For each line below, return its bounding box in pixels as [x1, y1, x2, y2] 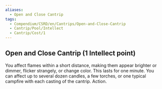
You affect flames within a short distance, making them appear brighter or [5, 62, 157, 68]
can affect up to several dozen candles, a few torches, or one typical [5, 73, 146, 79]
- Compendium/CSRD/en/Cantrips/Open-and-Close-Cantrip [9, 21, 126, 26]
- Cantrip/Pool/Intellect [9, 26, 64, 31]
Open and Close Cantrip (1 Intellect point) [5, 49, 136, 57]
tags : [5, 16, 16, 21]
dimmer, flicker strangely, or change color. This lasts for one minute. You [5, 67, 155, 73]
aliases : [5, 7, 23, 12]
